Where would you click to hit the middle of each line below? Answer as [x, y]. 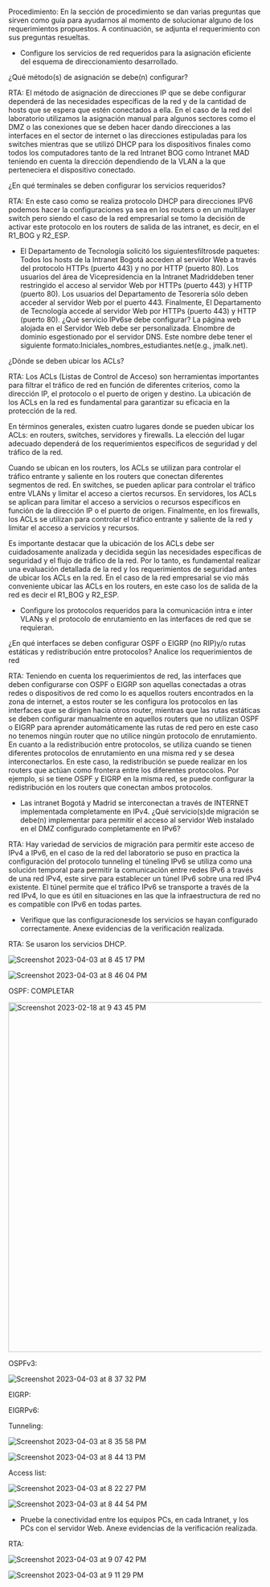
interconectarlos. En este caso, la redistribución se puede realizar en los [128, 762]
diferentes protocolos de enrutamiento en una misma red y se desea [121, 753]
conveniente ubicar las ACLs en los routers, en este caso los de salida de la [133, 586]
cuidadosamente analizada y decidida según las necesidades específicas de [135, 552]
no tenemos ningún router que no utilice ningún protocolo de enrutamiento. [133, 736]
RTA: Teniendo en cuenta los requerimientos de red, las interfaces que [125, 676]
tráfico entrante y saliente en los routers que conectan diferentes [116, 476]
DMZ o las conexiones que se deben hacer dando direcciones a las [120, 127]
